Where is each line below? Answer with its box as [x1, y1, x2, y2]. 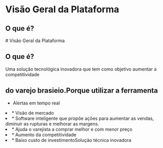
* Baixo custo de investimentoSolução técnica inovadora [12, 137, 132, 143]
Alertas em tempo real [12, 100, 60, 106]
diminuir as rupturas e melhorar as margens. [5, 120, 99, 126]
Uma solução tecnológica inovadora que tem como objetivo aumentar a [5, 66, 157, 72]
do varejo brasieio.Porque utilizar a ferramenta [5, 86, 158, 95]
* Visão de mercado [12, 110, 54, 116]
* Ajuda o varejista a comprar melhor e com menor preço [12, 126, 133, 132]
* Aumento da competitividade [12, 132, 77, 138]
